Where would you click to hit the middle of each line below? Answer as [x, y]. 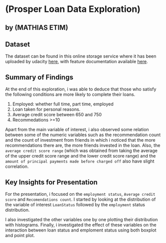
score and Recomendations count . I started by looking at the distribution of [81, 199]
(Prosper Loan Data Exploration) [73, 9]
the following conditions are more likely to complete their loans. [70, 94]
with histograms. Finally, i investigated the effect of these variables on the [81, 225]
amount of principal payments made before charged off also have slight [80, 161]
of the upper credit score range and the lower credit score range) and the [81, 156]
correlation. [17, 166]
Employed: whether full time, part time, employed [63, 104]
